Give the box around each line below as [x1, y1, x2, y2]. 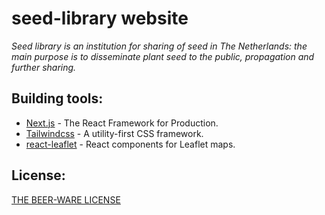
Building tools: [11, 90, 104, 107]
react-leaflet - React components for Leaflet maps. [25, 138, 236, 150]
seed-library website [11, 7, 189, 30]
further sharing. [11, 61, 77, 73]
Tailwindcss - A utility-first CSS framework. [25, 127, 204, 139]
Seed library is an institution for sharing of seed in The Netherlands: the [11, 40, 308, 52]
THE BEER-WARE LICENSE [11, 193, 121, 206]
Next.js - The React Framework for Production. [25, 117, 219, 129]
